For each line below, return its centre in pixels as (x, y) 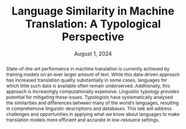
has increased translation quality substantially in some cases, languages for (86, 80)
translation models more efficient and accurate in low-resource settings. (83, 120)
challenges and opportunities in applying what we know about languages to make (93, 114)
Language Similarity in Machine (93, 11)
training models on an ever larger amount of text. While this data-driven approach (93, 74)
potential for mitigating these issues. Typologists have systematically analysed (89, 97)
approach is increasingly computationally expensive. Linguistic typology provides (92, 91)
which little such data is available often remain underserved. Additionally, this (88, 86)
